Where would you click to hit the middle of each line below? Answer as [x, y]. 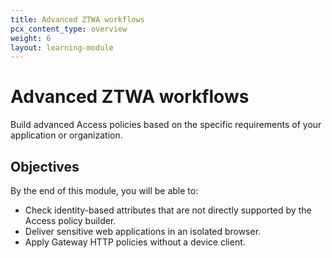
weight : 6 [31, 38]
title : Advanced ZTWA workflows [77, 19]
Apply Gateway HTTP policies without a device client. [135, 242]
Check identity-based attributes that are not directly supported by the [168, 210]
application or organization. [66, 135]
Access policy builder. [70, 220]
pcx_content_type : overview [69, 29]
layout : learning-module [62, 47]
